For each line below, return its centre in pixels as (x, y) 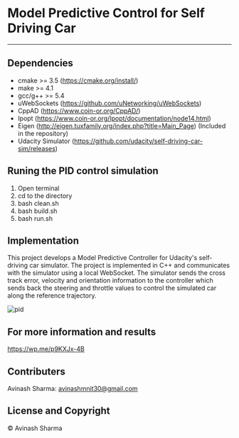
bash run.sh (35, 218)
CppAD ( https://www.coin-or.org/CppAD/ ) (79, 110)
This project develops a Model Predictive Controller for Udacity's (102, 258)
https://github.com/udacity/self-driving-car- (139, 141)
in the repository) (43, 133)
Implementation (43, 240)
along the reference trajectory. (52, 296)
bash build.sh (37, 211)
